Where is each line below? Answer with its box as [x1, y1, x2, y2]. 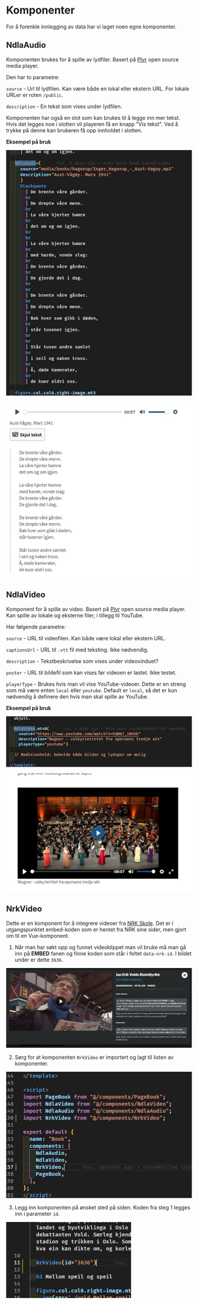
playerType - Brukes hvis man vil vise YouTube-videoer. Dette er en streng [6, 680, 186, 687]
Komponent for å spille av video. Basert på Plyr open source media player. [6, 605, 186, 612]
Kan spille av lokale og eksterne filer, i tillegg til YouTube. [6, 612, 144, 619]
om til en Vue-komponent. [6, 932, 70, 939]
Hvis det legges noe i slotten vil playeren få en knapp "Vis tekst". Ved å [6, 120, 179, 128]
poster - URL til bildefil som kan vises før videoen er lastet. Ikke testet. [6, 669, 177, 676]
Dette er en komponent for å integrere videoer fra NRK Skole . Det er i [6, 920, 174, 927]
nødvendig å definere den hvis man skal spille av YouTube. [6, 693, 148, 700]
